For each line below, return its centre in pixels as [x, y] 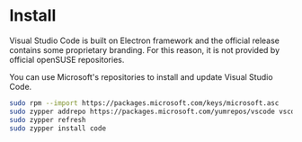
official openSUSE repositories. [67, 59]
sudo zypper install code [58, 128]
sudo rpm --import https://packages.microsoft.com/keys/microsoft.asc [144, 103]
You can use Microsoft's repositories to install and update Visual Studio [141, 76]
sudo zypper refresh [48, 120]
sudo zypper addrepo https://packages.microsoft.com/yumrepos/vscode [142, 111]
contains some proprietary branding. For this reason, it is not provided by [145, 49]
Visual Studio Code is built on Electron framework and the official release [145, 40]
